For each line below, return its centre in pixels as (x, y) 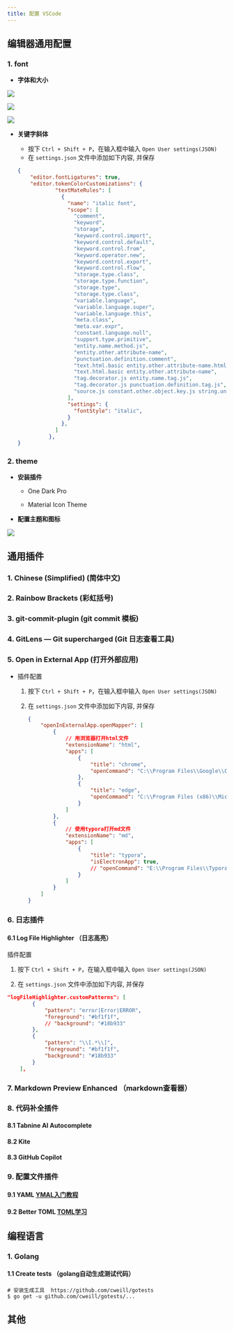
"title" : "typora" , (118, 855)
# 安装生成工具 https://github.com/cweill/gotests (81, 1290)
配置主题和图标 (39, 519)
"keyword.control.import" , (112, 236)
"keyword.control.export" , (112, 262)
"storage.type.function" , (111, 281)
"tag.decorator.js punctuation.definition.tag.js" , (150, 385)
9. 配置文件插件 (33, 1177)
